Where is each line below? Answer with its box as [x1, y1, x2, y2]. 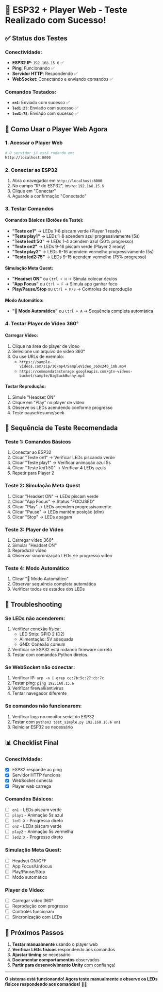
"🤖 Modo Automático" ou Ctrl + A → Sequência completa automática [12, 308, 154, 314]
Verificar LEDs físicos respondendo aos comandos [12, 947, 115, 953]
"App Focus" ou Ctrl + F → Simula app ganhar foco [12, 281, 118, 287]
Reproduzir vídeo [12, 548, 47, 553]
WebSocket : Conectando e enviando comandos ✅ [12, 76, 114, 82]
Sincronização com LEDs [12, 914, 62, 920]
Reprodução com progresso [12, 903, 68, 909]
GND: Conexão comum [19, 641, 65, 647]
